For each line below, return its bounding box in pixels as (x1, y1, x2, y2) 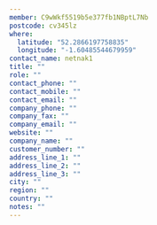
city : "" (9, 178, 42, 187)
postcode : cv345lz (9, 21, 77, 30)
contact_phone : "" (9, 79, 77, 88)
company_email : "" (9, 120, 77, 129)
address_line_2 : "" (9, 161, 82, 170)
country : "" (9, 194, 53, 204)
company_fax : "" (9, 112, 69, 120)
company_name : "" (9, 136, 74, 145)
